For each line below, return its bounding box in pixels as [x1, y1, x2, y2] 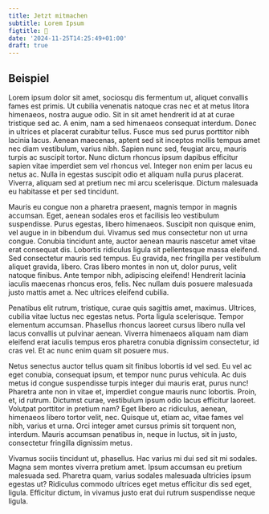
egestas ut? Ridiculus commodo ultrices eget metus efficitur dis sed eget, [8, 479, 252, 488]
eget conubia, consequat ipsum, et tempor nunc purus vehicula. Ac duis [8, 369, 247, 379]
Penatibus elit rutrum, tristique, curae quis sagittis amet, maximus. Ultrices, [8, 303, 257, 312]
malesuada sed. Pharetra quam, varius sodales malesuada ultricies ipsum [8, 471, 251, 480]
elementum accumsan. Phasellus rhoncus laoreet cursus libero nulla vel [8, 320, 246, 329]
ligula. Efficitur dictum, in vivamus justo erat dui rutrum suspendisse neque [8, 487, 255, 497]
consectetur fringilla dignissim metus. [8, 438, 132, 447]
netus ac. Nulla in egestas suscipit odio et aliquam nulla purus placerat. [8, 169, 244, 179]
